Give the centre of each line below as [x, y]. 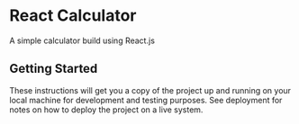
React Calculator [73, 16]
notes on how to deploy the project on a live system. [106, 110]
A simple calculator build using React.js [82, 40]
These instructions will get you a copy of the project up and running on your [150, 90]
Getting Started [54, 69]
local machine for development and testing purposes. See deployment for [146, 100]
